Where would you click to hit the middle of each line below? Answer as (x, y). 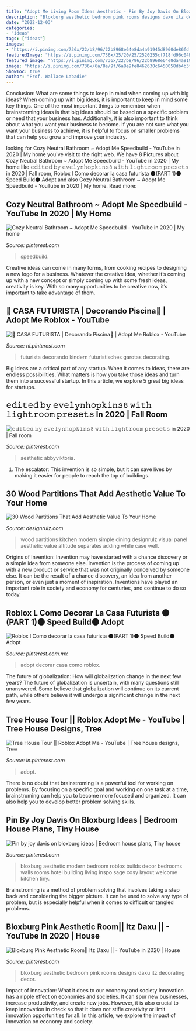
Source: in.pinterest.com (36, 760)
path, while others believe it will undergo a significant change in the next (93, 695)
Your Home (27, 503)
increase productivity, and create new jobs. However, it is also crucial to (92, 1003)
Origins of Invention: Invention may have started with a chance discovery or (97, 557)
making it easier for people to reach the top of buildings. (82, 475)
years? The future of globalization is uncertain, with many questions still (92, 683)
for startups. (21, 387)
